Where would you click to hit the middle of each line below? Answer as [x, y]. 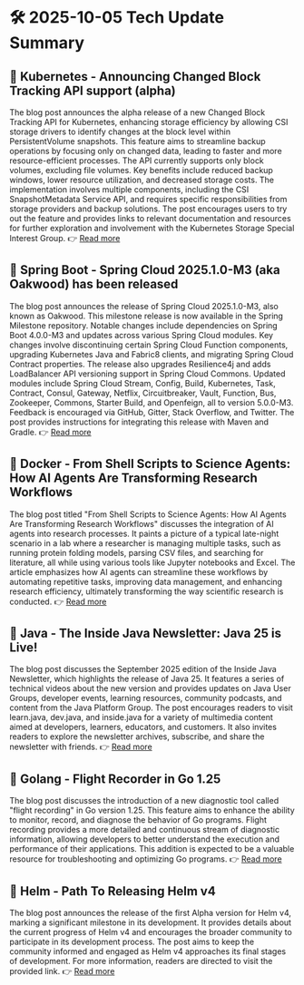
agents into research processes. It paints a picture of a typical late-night [144, 533]
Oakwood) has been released [94, 284]
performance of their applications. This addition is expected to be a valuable [152, 849]
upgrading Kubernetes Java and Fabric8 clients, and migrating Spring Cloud [152, 354]
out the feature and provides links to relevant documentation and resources [151, 218]
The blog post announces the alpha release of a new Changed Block [137, 112]
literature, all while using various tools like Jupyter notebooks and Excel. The [152, 562]
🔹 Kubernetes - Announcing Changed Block [135, 77]
